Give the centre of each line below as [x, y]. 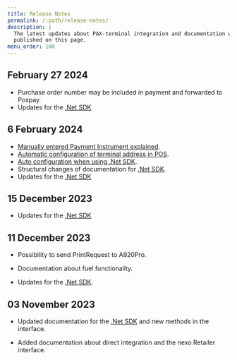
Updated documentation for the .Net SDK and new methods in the [113, 321]
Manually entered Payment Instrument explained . [89, 146]
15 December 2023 [50, 199]
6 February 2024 [45, 130]
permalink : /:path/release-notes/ [58, 20]
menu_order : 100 [31, 47]
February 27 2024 [48, 75]
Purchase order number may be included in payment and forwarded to [120, 92]
